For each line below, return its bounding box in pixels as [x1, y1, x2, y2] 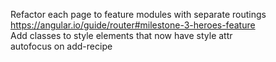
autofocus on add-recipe [10, 40, 113, 52]
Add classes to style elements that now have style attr [10, 30, 233, 41]
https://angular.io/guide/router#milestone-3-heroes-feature [10, 19, 256, 31]
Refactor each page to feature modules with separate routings [10, 9, 267, 20]
